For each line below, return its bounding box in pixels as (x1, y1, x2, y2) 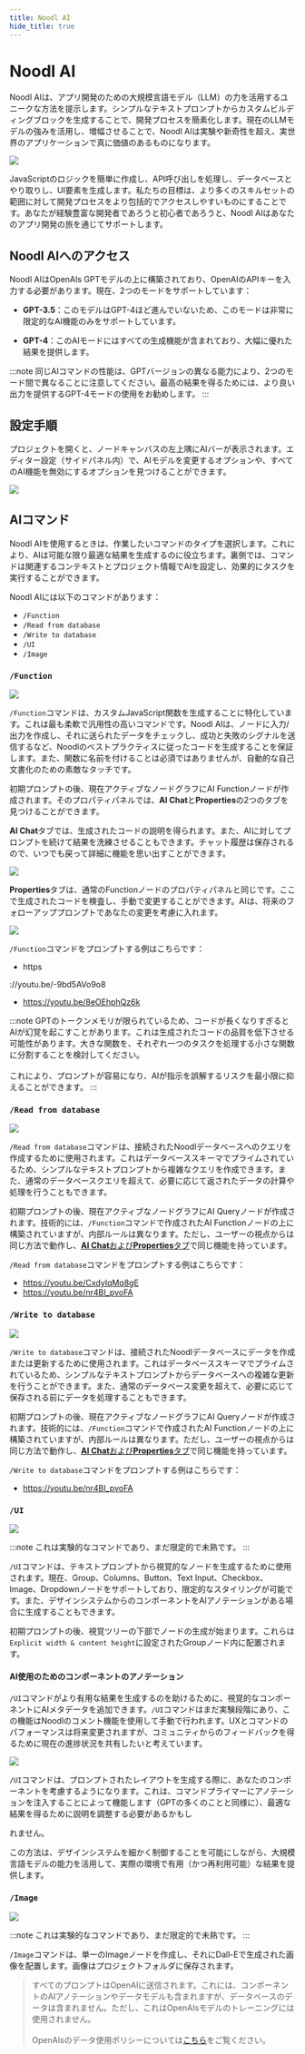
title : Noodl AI (9, 13, 71, 23)
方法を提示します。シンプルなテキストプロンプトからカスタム (40, 103, 271, 114)
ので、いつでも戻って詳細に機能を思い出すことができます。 (9, 848, 231, 859)
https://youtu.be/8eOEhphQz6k (22, 997, 141, 1007)
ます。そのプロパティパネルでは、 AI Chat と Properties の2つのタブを (33, 795, 289, 806)
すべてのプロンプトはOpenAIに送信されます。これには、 (31, 1980, 241, 1990)
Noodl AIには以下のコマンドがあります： (9, 591, 162, 602)
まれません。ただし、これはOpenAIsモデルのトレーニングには (63, 2002, 295, 2013)
